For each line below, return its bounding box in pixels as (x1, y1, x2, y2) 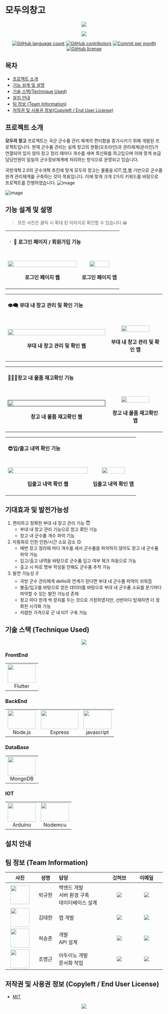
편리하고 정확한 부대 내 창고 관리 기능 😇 (12, 520, 91, 526)
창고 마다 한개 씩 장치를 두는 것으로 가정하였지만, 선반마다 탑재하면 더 (19, 597, 155, 603)
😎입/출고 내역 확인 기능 (7, 445, 61, 452)
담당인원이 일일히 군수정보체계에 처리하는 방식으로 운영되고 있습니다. (5, 156, 139, 162)
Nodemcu (43, 821, 66, 828)
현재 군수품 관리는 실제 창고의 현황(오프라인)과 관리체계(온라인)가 (31, 144, 158, 150)
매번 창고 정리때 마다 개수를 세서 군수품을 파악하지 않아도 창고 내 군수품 (19, 545, 159, 551)
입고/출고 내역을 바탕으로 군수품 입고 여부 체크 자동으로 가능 (19, 557, 136, 564)
